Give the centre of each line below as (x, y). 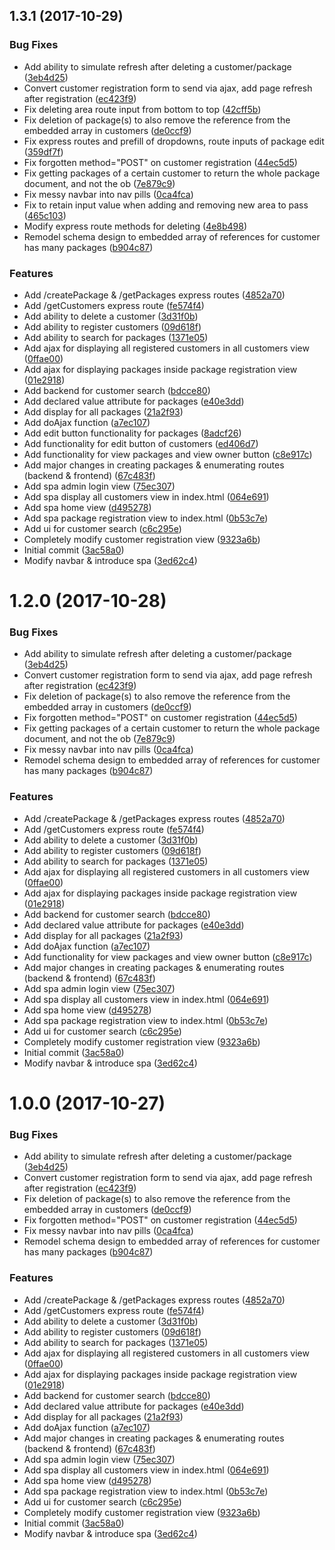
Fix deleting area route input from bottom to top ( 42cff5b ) (142, 109)
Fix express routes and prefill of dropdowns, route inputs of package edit (174, 141)
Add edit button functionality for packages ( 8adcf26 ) (132, 433)
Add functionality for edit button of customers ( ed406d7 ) (141, 443)
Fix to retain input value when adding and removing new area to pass (166, 205)
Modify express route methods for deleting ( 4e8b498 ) (135, 226)
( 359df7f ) (43, 151)
